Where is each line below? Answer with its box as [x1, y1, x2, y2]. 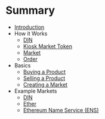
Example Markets [14, 87, 57, 94]
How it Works [14, 29, 48, 37]
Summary [5, 4, 55, 17]
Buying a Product [23, 68, 66, 75]
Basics [14, 61, 31, 69]
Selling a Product [23, 75, 66, 82]
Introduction [14, 23, 45, 31]
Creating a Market [23, 81, 68, 88]
